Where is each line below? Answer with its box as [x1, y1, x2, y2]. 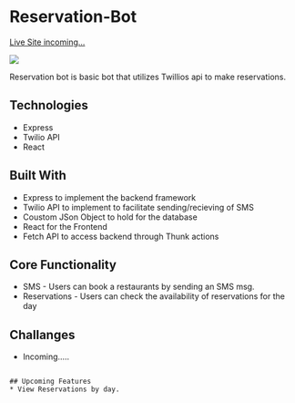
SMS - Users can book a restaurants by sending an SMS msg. [22, 281, 255, 293]
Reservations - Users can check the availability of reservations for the [22, 291, 285, 302]
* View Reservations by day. [9, 385, 120, 394]
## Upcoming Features [9, 377, 92, 387]
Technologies [9, 98, 89, 113]
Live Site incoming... [9, 36, 86, 47]
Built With [9, 168, 66, 183]
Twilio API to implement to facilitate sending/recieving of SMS [22, 201, 255, 212]
